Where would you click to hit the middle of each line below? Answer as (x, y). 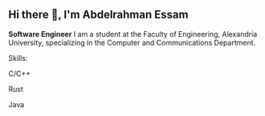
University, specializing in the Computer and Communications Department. (132, 42)
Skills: (18, 58)
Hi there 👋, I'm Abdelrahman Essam (98, 15)
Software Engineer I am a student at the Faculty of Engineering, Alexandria (133, 34)
